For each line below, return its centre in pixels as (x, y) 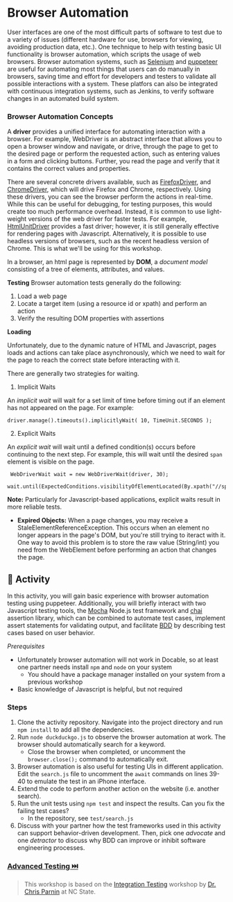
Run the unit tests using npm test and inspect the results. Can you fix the (121, 803)
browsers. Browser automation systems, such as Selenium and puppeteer (113, 61)
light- (215, 212)
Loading (19, 332)
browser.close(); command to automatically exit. (98, 760)
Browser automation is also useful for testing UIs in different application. (120, 766)
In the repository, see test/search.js (80, 819)
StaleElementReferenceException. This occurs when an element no (113, 528)
